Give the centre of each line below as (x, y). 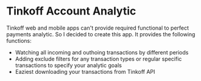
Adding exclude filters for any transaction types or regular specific (98, 59)
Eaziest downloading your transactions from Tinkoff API (85, 71)
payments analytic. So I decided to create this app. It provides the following (101, 34)
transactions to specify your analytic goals (68, 65)
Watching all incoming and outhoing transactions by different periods (102, 52)
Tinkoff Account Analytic (71, 11)
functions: (19, 40)
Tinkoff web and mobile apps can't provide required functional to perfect (98, 28)
